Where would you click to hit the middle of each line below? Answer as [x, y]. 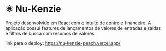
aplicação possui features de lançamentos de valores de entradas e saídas [83, 28]
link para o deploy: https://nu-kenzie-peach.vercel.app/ [63, 43]
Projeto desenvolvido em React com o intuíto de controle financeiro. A [78, 23]
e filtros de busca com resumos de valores [50, 33]
